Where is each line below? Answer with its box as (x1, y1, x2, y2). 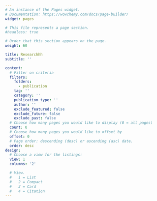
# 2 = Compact (9, 179, 43, 184)
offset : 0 (9, 134, 30, 139)
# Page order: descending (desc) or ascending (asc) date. (9, 139, 133, 144)
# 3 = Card (9, 184, 36, 189)
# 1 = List (9, 175, 36, 180)
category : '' (14, 93, 41, 98)
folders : (14, 79, 32, 84)
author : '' (14, 102, 36, 107)
